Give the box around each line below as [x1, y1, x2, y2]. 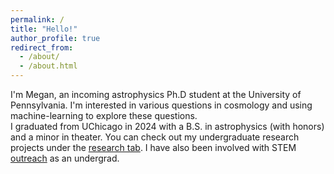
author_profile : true [10, 33, 101, 43]
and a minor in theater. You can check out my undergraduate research [10, 131, 300, 143]
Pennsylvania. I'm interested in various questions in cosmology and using [10, 99, 313, 111]
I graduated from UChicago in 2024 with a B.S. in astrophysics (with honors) [10, 121, 325, 132]
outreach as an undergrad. [10, 152, 120, 164]
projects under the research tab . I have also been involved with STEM [10, 142, 297, 153]
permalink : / [10, 14, 65, 25]
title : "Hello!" [10, 24, 78, 34]
